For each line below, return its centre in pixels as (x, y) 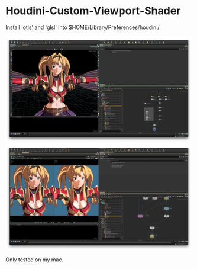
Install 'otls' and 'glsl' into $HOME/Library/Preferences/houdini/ (83, 27)
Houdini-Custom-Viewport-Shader (93, 11)
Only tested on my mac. (34, 260)
